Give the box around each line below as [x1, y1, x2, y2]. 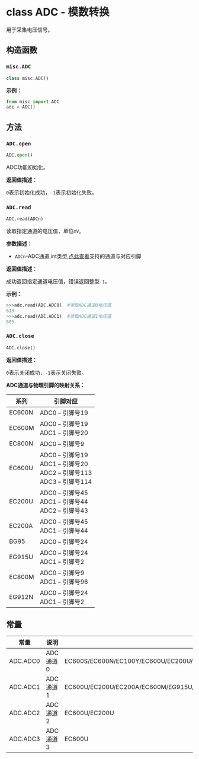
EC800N [9, 439, 34, 448]
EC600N [9, 408, 34, 416]
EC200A [9, 521, 33, 530]
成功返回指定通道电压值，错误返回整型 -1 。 [6, 278, 111, 285]
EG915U [9, 553, 34, 561]
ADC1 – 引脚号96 [39, 578, 88, 586]
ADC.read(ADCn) [6, 216, 44, 222]
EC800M [9, 573, 34, 581]
